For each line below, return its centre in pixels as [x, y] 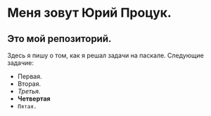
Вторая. [29, 84]
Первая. [30, 76]
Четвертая [34, 99]
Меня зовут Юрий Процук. [90, 13]
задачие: [20, 63]
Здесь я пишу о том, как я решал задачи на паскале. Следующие [105, 55]
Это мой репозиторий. [59, 39]
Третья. [29, 91]
